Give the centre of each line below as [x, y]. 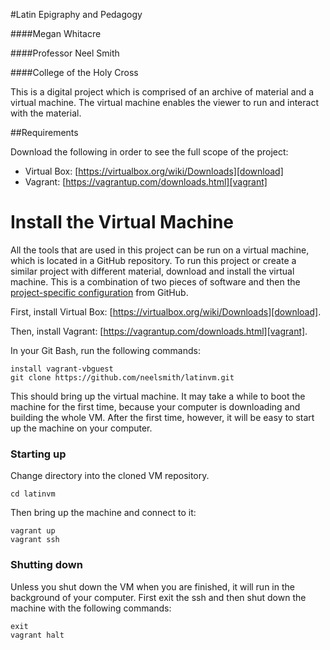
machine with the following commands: [91, 608]
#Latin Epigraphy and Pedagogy [76, 14]
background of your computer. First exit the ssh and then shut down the [158, 597]
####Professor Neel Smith [65, 53]
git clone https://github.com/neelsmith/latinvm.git [122, 377]
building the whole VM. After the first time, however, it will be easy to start [162, 417]
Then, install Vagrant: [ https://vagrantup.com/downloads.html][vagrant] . [159, 331]
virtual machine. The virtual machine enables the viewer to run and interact [164, 102]
